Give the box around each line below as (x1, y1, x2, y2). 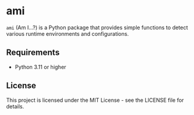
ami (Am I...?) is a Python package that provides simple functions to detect (6, 24, 188, 31)
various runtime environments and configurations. (6, 30, 130, 37)
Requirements (6, 48, 60, 58)
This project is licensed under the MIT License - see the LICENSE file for (6, 97, 184, 104)
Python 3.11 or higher (14, 63, 67, 70)
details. (6, 102, 24, 110)
